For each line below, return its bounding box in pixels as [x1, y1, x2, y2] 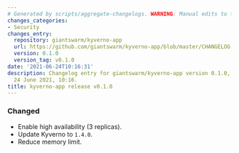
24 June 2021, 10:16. [14, 76, 78, 84]
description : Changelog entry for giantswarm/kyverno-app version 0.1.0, [7, 69, 231, 76]
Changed [7, 106, 41, 116]
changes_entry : [7, 30, 53, 38]
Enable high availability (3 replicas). [17, 122, 122, 131]
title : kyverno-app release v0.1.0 [7, 83, 113, 90]
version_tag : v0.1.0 [14, 57, 75, 64]
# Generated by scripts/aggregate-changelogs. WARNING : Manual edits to [7, 10, 228, 18]
